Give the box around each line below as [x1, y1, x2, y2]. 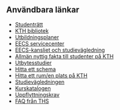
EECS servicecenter [14, 40, 65, 47]
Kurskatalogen [14, 84, 51, 92]
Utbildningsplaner [14, 33, 59, 41]
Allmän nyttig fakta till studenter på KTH [14, 52, 114, 60]
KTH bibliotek [14, 27, 49, 34]
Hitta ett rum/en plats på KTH [14, 72, 88, 79]
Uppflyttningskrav [14, 91, 60, 98]
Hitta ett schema [14, 66, 56, 73]
